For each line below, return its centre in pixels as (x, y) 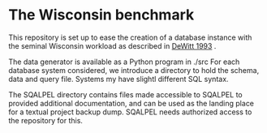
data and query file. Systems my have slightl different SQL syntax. (118, 79)
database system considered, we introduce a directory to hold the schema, (134, 70)
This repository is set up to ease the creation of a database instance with (130, 37)
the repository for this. (46, 120)
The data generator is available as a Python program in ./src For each (124, 62)
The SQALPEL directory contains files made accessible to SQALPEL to (125, 94)
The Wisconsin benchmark (101, 15)
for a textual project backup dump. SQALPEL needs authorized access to (130, 112)
